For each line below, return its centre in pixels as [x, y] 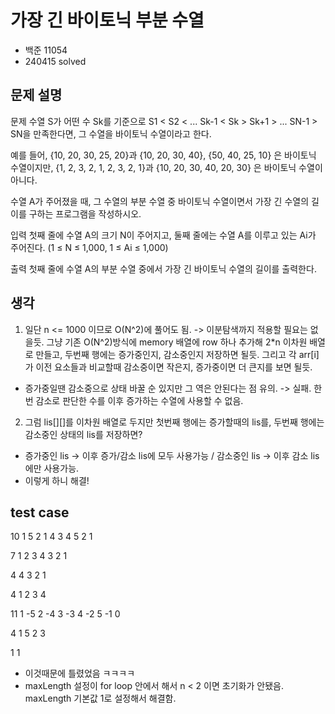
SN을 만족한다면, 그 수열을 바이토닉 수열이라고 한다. [111, 133]
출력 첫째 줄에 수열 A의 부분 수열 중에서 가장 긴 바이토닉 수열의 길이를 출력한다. [163, 268]
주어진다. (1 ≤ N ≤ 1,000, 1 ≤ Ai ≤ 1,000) [89, 247]
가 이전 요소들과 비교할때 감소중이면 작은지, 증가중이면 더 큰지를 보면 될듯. [168, 367]
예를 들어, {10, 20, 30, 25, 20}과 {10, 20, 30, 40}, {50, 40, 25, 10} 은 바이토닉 [163, 155]
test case [40, 512]
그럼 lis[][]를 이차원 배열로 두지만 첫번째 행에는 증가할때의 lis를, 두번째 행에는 [174, 422]
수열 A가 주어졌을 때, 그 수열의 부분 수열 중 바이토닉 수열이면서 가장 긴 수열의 [160, 201]
